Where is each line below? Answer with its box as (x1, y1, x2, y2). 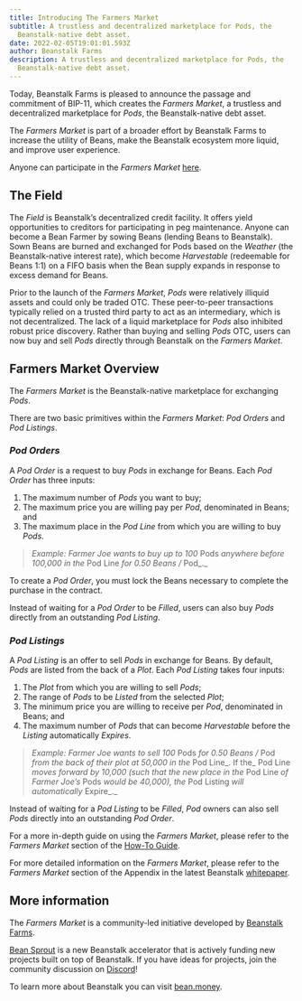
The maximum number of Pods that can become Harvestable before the (22, 720, 291, 732)
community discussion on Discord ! (9, 963, 138, 974)
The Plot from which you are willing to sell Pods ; (22, 682, 202, 693)
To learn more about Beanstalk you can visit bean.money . (9, 981, 223, 992)
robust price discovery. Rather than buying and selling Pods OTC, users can (9, 325, 291, 336)
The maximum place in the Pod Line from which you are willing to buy (22, 520, 281, 531)
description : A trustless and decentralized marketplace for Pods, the (9, 55, 284, 64)
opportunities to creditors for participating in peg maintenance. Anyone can (9, 221, 290, 232)
